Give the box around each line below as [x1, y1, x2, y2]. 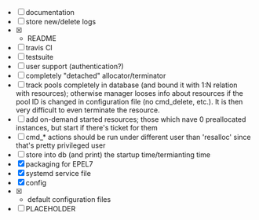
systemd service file [25, 169, 92, 178]
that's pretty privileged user [15, 141, 106, 150]
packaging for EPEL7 [25, 159, 93, 168]
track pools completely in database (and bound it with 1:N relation [25, 80, 238, 90]
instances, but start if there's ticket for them [15, 123, 159, 132]
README [27, 34, 57, 42]
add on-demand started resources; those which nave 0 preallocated [25, 115, 246, 124]
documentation [25, 8, 75, 16]
